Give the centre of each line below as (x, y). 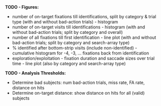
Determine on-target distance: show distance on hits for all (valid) (79, 93)
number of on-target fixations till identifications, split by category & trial (84, 16)
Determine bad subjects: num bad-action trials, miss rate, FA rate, (79, 82)
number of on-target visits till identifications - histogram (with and (79, 27)
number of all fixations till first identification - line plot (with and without (84, 37)
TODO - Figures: (22, 7)
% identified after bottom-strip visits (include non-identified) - (75, 48)
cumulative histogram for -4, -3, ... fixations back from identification (80, 53)
